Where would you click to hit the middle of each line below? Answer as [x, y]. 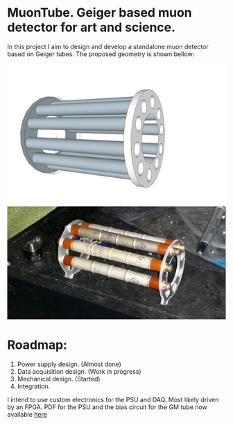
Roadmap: [37, 345]
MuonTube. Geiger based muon [100, 13]
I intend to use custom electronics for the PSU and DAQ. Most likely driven [113, 399]
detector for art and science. [91, 27]
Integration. [34, 386]
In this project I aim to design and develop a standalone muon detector [108, 46]
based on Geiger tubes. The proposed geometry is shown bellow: [101, 54]
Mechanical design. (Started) [59, 379]
